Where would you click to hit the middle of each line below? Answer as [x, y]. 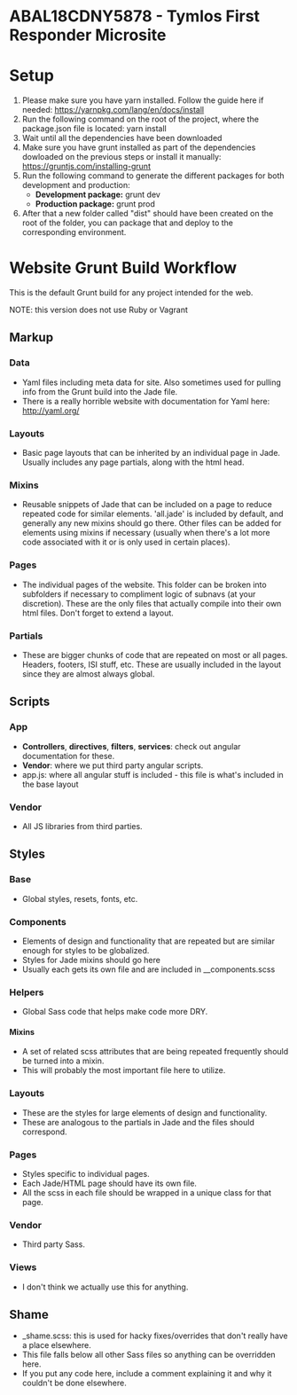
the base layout [50, 784]
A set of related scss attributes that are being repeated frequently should [155, 1052]
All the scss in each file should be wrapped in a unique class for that [147, 1193]
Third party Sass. [54, 1244]
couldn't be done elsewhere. [74, 1383]
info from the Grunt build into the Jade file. [100, 391]
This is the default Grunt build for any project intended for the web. [131, 293]
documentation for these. [68, 756]
